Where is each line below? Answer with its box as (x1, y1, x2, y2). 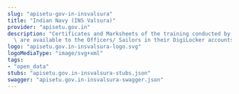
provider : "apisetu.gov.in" (7, 23, 91, 30)
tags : (7, 57, 23, 64)
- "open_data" (7, 63, 50, 70)
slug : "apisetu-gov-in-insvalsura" (7, 10, 113, 18)
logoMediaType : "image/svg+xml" (7, 50, 103, 57)
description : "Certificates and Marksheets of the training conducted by (7, 30, 231, 37)
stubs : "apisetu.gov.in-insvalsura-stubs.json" (7, 69, 152, 76)
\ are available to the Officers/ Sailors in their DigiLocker (14, 37, 205, 44)
